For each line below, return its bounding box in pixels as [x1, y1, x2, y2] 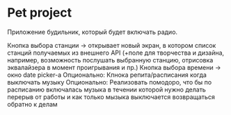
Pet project [7, 5, 72, 21]
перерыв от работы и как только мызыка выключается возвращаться [7, 92, 216, 101]
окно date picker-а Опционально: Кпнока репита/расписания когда [7, 71, 207, 79]
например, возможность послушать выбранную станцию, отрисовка [7, 55, 214, 64]
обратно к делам [7, 100, 58, 108]
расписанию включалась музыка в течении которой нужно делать [7, 85, 207, 94]
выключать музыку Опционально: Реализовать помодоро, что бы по [7, 78, 212, 86]
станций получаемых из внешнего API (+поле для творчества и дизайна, [7, 48, 225, 57]
